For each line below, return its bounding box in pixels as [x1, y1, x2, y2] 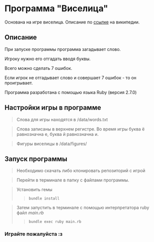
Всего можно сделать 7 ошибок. [4, 65, 73, 71]
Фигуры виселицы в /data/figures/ [16, 140, 87, 147]
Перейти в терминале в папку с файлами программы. [16, 177, 130, 183]
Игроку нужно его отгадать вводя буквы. [4, 56, 91, 62]
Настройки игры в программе [4, 104, 101, 112]
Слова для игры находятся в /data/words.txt [16, 116, 108, 122]
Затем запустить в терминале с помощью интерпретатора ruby [16, 205, 150, 211]
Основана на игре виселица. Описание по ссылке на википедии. [4, 19, 140, 25]
